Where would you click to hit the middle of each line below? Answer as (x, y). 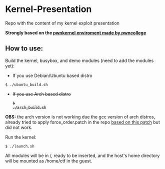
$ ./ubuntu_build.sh (27, 84)
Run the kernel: (21, 137)
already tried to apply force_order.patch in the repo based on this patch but (82, 122)
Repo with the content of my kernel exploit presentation (62, 23)
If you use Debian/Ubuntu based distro (52, 75)
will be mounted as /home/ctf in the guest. (49, 160)
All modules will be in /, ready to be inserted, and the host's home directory (82, 155)
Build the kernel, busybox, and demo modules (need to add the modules (79, 60)
